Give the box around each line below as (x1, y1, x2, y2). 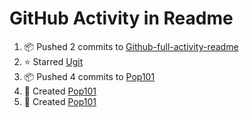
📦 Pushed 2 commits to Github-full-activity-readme (23, 40, 239, 52)
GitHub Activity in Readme (9, 7, 234, 30)
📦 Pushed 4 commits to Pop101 (23, 70, 156, 82)
